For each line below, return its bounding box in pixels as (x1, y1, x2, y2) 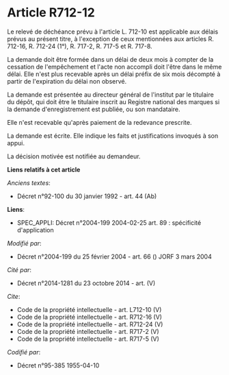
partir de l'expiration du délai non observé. (7, 77, 127, 85)
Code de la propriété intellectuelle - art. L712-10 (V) (16, 305, 162, 313)
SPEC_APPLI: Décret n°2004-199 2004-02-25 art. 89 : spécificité (16, 218, 202, 227)
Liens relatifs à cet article (7, 165, 81, 173)
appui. (7, 138, 25, 147)
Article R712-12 (7, 5, 96, 21)
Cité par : (7, 265, 32, 274)
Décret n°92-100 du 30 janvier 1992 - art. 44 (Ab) (16, 192, 157, 200)
